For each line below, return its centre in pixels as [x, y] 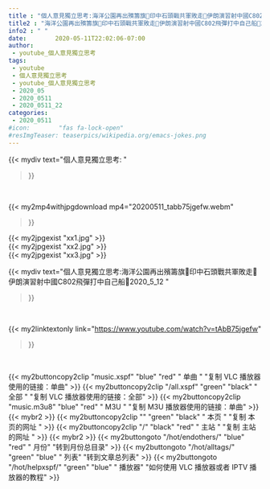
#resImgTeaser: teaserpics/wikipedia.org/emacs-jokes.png [107, 135]
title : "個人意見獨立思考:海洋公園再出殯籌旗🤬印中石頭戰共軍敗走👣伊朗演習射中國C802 [136, 16]
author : [21, 46]
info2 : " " [28, 31]
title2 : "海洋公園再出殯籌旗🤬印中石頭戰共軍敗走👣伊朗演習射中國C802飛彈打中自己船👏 [135, 23]
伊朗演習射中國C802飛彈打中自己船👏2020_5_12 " [89, 281]
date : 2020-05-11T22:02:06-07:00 [77, 38]
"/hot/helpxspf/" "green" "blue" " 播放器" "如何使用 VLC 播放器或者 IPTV [128, 466]
